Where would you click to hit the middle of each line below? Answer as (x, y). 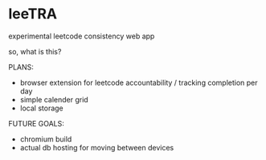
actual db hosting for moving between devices (97, 147)
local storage (42, 108)
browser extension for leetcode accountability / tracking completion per (139, 82)
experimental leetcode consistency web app (82, 36)
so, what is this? (35, 51)
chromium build (46, 139)
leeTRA (33, 14)
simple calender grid (54, 99)
